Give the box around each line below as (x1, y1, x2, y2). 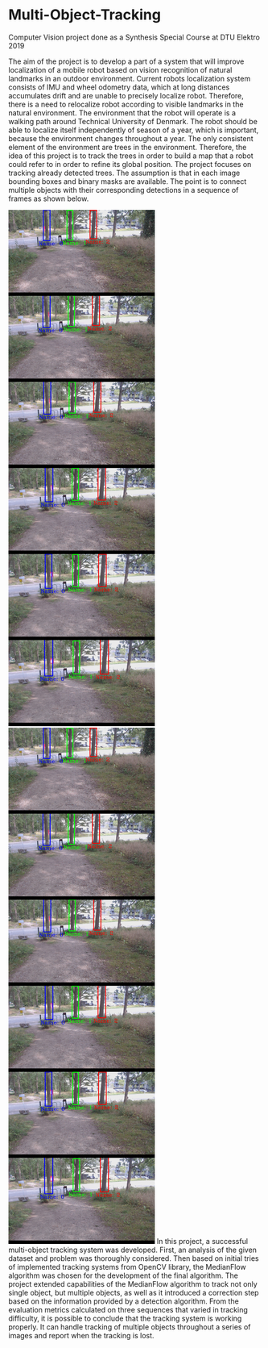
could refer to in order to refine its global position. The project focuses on (8, 159, 252, 169)
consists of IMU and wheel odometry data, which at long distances (8, 82, 230, 92)
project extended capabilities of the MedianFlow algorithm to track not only (8, 1279, 258, 1288)
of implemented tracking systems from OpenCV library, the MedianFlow (8, 1262, 247, 1271)
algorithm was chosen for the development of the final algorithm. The (8, 1271, 239, 1280)
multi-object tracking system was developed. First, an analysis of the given (8, 1245, 258, 1254)
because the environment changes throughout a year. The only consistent (8, 133, 254, 143)
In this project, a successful (156, 1236, 248, 1246)
